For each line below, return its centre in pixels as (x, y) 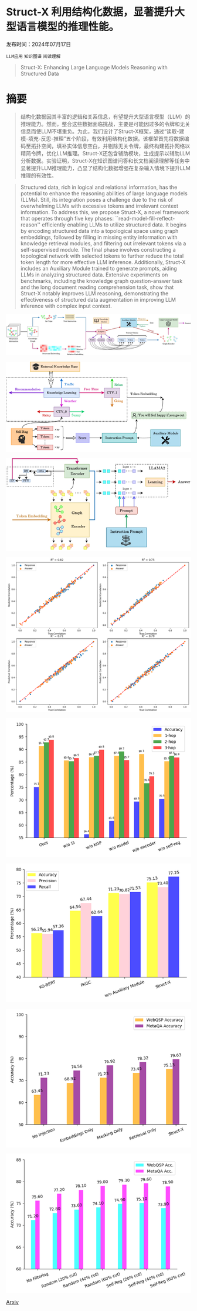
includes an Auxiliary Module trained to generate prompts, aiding (98, 268)
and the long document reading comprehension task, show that (97, 287)
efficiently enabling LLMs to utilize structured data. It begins (114, 225)
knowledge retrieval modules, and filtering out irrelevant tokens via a (103, 243)
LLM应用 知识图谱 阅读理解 (33, 56)
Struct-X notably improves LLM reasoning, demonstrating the (94, 293)
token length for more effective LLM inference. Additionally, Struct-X (103, 262)
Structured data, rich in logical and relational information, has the (99, 187)
